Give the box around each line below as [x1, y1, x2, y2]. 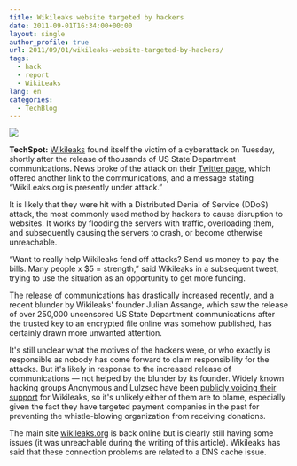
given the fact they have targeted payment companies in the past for [9, 401, 260, 412]
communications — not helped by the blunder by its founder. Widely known [9, 373, 285, 384]
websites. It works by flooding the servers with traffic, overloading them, [9, 218, 275, 229]
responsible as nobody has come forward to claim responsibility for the [9, 354, 270, 365]
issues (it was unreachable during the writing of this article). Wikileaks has [9, 438, 281, 448]
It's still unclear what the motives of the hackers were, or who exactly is [9, 345, 271, 355]
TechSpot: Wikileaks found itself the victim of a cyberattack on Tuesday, [9, 144, 275, 155]
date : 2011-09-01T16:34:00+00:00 [9, 21, 133, 30]
